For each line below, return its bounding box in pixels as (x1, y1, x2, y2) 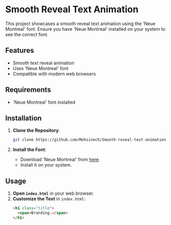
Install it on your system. (20, 162, 72, 168)
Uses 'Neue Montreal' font (12, 65, 69, 71)
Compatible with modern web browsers (12, 71, 96, 77)
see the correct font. (5, 31, 48, 37)
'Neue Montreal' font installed (12, 99, 76, 105)
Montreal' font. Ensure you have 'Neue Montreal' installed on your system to (5, 26, 166, 32)
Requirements (5, 85, 51, 94)
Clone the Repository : (12, 127, 60, 133)
